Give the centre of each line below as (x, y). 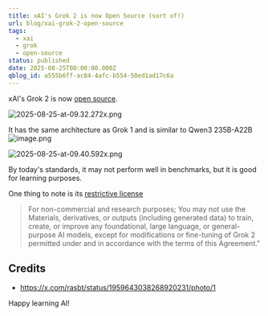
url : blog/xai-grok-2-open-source (66, 23)
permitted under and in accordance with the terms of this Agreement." (144, 243)
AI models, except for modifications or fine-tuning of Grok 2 (156, 235)
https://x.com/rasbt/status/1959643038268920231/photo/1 (118, 288)
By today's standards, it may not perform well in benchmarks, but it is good (132, 169)
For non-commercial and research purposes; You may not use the (137, 209)
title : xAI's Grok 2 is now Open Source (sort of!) (96, 16)
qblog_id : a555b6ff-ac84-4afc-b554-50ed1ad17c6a (91, 76)
